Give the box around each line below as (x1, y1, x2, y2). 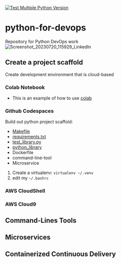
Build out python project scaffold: (5, 119, 73, 125)
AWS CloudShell (5, 187, 45, 194)
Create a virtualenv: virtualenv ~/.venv (12, 170, 94, 176)
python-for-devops (5, 22, 86, 33)
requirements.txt (12, 134, 46, 140)
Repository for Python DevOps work (5, 38, 79, 44)
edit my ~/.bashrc (12, 175, 49, 181)
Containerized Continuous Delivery (5, 250, 116, 259)
